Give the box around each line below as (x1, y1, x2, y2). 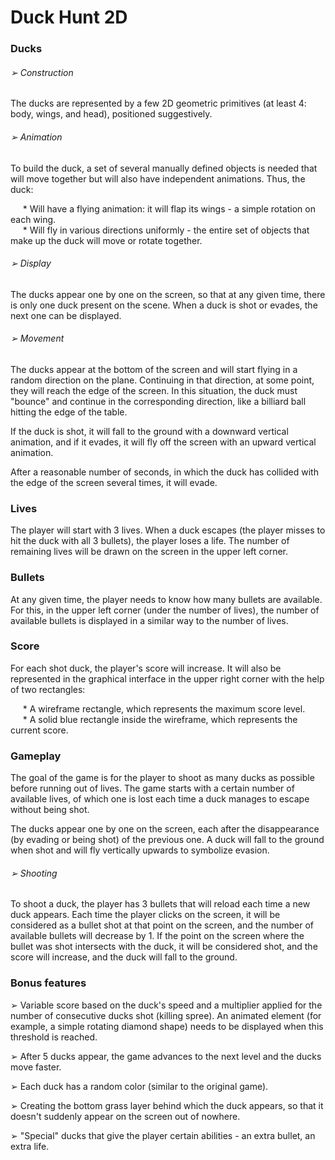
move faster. (10, 1061, 62, 1073)
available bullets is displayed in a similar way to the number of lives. (10, 614, 289, 626)
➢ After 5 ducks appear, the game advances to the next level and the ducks (10, 1050, 322, 1062)
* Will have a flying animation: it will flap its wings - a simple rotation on (22, 202, 316, 215)
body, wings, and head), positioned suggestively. (10, 108, 213, 120)
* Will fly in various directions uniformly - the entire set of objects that (22, 224, 310, 236)
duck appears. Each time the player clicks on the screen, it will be (10, 909, 281, 921)
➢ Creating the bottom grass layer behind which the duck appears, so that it (10, 1099, 324, 1111)
